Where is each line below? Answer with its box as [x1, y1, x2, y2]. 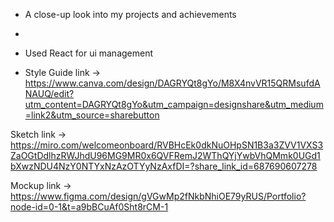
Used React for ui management [24, 47, 154, 59]
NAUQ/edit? [24, 88, 75, 99]
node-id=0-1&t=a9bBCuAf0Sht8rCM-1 [10, 201, 169, 213]
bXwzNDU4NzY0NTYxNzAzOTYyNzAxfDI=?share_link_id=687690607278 [10, 160, 318, 172]
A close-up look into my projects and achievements [24, 9, 237, 20]
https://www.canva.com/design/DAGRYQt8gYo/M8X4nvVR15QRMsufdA [24, 77, 321, 89]
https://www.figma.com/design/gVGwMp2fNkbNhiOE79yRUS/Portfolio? [10, 190, 307, 202]
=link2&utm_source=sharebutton [24, 109, 160, 121]
